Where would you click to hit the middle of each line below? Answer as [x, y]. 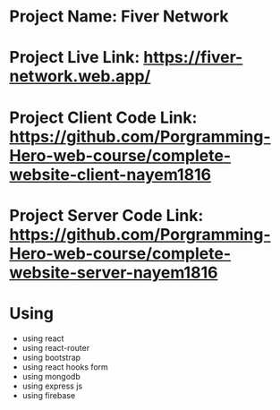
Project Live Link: [75, 58]
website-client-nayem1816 [110, 174]
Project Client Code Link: [103, 117]
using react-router [56, 347]
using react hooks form [65, 367]
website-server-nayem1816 [114, 273]
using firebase [49, 395]
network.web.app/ [80, 77]
